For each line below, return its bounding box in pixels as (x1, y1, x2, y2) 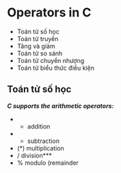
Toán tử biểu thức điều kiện (16, 64, 94, 72)
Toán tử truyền (16, 34, 59, 42)
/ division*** (16, 151, 53, 159)
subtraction (27, 137, 60, 145)
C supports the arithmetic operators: (7, 101, 114, 110)
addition (27, 122, 51, 131)
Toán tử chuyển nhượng (16, 56, 85, 64)
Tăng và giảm (16, 42, 56, 50)
